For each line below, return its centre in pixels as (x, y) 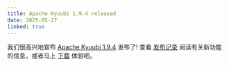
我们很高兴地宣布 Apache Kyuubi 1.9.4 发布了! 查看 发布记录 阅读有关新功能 (114, 47)
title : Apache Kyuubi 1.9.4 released (62, 14)
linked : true (26, 26)
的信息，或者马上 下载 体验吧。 (51, 56)
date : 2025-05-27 (32, 20)
